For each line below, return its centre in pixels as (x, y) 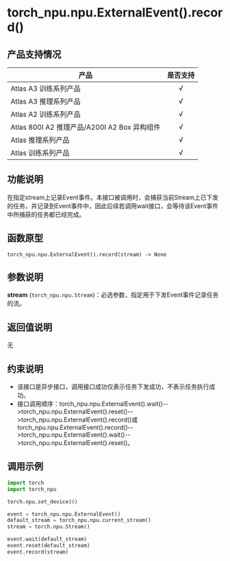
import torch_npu (32, 489)
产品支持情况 (34, 54)
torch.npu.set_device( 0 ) (42, 502)
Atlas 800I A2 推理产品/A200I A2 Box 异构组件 (86, 127)
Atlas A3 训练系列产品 (46, 89)
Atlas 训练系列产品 (40, 153)
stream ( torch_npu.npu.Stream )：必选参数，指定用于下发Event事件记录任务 (113, 295)
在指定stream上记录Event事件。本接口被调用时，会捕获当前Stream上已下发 (113, 197)
